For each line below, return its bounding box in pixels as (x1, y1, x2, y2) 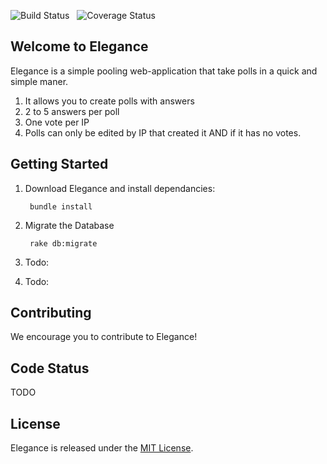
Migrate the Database (24, 219, 115, 231)
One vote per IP (24, 116, 90, 128)
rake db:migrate (29, 238, 98, 249)
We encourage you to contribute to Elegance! (10, 331, 198, 343)
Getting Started (10, 156, 109, 173)
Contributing (10, 305, 92, 322)
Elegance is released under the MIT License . (10, 442, 194, 454)
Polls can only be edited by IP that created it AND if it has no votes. (24, 126, 302, 139)
